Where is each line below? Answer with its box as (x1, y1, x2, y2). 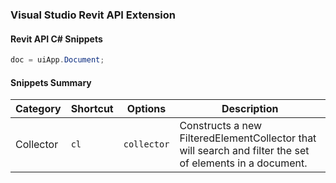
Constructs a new (179, 119, 263, 133)
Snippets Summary (10, 76, 92, 88)
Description (221, 102, 279, 116)
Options (126, 102, 167, 116)
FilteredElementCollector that (179, 131, 317, 145)
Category (15, 102, 62, 116)
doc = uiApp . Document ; (10, 55, 105, 65)
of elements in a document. (179, 156, 308, 170)
